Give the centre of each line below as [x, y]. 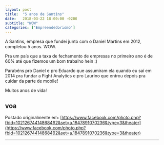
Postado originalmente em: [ [33, 117]
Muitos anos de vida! [26, 91]
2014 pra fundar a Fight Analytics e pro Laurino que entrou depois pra [75, 76]
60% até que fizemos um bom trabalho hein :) [51, 61]
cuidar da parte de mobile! [32, 81]
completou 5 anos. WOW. [31, 47]
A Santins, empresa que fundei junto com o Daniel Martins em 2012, [73, 41]
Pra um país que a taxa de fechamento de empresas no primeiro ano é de [79, 56]
